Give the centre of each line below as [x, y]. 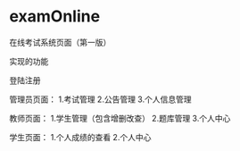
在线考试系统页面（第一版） [60, 42]
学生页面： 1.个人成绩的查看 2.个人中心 [80, 137]
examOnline [55, 17]
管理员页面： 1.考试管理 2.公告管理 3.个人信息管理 [100, 99]
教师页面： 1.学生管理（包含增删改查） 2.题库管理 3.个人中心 [120, 118]
